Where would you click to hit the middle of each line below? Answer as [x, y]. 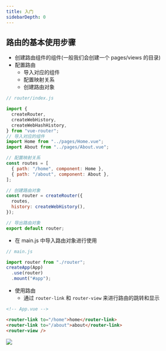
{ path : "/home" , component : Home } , [58, 168]
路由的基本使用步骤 [41, 42]
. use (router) [27, 273]
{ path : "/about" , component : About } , [60, 174]
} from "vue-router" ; [33, 131]
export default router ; [35, 228]
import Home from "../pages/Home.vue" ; [55, 142]
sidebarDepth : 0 [26, 17]
